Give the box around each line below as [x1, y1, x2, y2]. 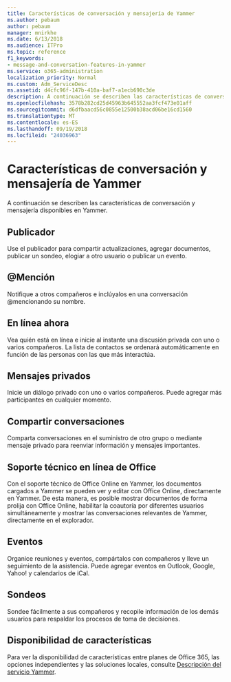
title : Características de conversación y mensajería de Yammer [7, 10, 195, 17]
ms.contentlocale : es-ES [7, 118, 78, 126]
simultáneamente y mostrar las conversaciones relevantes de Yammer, [7, 509, 208, 517]
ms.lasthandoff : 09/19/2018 [7, 125, 88, 132]
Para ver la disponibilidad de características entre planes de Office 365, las [7, 652, 220, 661]
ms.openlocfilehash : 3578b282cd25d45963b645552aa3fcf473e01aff [7, 100, 192, 107]
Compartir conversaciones [7, 415, 125, 427]
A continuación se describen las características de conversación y [7, 199, 196, 207]
